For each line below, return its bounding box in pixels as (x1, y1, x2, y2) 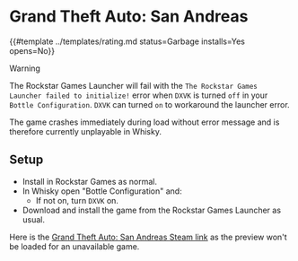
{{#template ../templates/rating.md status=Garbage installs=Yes (9, 36, 245, 47)
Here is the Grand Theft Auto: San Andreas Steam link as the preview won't (9, 231, 287, 242)
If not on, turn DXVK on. (35, 195, 119, 205)
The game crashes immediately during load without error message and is (9, 117, 280, 127)
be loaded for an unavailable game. (9, 240, 140, 252)
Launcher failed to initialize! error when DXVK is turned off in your (9, 90, 268, 100)
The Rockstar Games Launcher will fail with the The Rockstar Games (9, 80, 259, 91)
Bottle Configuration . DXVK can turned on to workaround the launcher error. (9, 99, 290, 109)
